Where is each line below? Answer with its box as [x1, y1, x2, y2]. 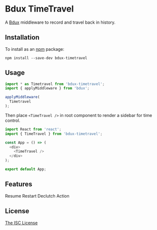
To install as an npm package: [5, 46, 64, 52]
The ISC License [5, 220, 38, 226]
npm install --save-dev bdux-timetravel [5, 56, 88, 60]
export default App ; [5, 167, 47, 172]
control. [5, 117, 21, 123]
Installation [5, 33, 40, 42]
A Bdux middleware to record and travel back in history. [5, 19, 116, 25]
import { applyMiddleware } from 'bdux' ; [5, 86, 90, 91]
